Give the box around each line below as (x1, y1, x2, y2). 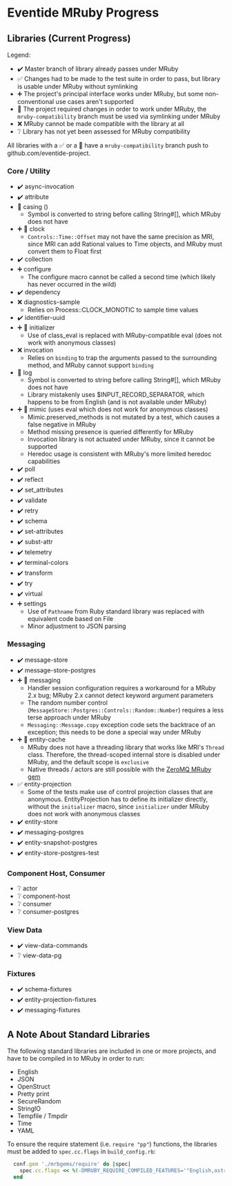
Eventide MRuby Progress (7, 5, 159, 21)
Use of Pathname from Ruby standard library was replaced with (27, 607, 205, 616)
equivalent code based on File (27, 615, 114, 623)
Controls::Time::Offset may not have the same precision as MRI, (27, 233, 215, 241)
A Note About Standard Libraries (7, 1028, 151, 1040)
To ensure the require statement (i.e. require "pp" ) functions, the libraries (7, 1140, 217, 1149)
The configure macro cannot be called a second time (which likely (27, 273, 216, 281)
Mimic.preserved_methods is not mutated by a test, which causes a (27, 413, 220, 422)
